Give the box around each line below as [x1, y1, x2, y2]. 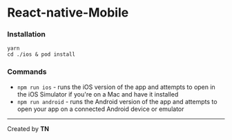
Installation [7, 30, 46, 39]
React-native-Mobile [7, 5, 129, 21]
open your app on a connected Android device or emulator [17, 105, 184, 113]
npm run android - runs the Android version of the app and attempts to [17, 97, 217, 106]
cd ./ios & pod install [7, 51, 76, 58]
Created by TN [7, 124, 50, 132]
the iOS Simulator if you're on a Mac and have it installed [17, 90, 179, 98]
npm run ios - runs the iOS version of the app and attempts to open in [17, 83, 215, 91]
